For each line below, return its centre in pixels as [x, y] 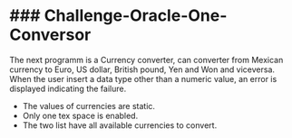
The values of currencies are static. [89, 106]
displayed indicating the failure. [68, 88]
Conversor [50, 35]
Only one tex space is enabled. [80, 115]
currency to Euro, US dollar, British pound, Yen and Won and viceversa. [142, 69]
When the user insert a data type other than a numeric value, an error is [143, 78]
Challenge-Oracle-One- [136, 16]
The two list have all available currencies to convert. [120, 125]
